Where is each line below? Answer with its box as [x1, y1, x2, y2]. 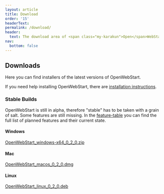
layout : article [5, 7, 38, 12]
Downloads [5, 61, 41, 70]
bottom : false [9, 43, 38, 48]
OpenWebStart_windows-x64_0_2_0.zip [5, 139, 84, 145]
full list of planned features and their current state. [5, 117, 106, 123]
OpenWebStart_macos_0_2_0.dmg [5, 161, 74, 167]
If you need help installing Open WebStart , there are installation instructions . [5, 84, 157, 90]
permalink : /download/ [5, 25, 51, 30]
